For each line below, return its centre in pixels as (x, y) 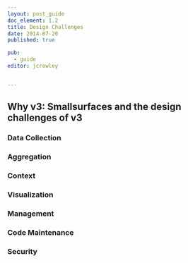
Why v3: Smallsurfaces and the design (94, 107)
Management (31, 214)
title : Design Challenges (45, 27)
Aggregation (29, 157)
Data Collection (34, 138)
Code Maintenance (41, 232)
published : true (31, 40)
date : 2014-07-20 (33, 33)
